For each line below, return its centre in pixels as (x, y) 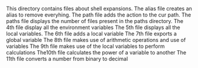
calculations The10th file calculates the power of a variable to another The (96, 52)
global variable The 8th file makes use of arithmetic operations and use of (96, 40)
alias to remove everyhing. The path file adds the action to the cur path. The (99, 15)
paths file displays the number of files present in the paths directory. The (95, 21)
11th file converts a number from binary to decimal (67, 59)
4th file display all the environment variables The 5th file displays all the (93, 27)
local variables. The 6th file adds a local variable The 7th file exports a (92, 34)
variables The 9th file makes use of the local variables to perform (85, 46)
